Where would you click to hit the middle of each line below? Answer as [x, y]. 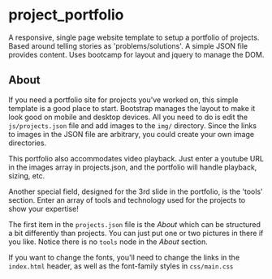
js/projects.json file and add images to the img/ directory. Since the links [133, 125]
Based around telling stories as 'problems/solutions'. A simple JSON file [128, 45]
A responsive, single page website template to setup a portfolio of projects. [134, 37]
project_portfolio [66, 15]
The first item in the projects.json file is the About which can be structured [135, 224]
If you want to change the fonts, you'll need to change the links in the [124, 257]
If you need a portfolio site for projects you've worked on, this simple [123, 100]
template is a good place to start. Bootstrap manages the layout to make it [132, 108]
